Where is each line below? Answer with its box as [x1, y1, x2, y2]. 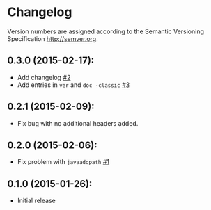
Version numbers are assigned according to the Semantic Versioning [7, 27, 204, 35]
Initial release [17, 196, 56, 205]
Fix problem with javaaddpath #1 [17, 158, 110, 166]
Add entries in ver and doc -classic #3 [17, 81, 130, 89]
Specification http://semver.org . [7, 34, 99, 42]
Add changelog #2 [17, 73, 71, 81]
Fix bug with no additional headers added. [17, 119, 139, 127]
